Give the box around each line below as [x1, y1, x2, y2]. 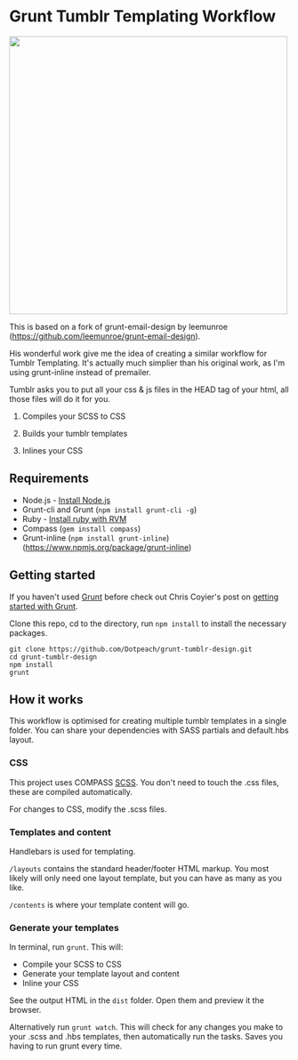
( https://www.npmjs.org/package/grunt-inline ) [21, 542, 192, 552]
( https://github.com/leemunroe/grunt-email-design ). [9, 331, 201, 341]
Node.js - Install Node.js [21, 494, 111, 505]
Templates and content [9, 825, 111, 838]
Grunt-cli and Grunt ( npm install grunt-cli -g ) [21, 504, 197, 515]
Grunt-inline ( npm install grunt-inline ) [21, 532, 170, 543]
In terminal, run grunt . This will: [9, 942, 124, 952]
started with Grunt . [9, 600, 78, 611]
